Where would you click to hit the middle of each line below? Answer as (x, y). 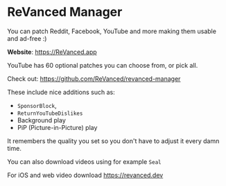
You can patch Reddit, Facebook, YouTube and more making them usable (112, 31)
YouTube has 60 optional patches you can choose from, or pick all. (103, 65)
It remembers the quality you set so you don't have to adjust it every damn (113, 141)
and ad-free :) (27, 38)
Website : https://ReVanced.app (52, 52)
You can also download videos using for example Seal (84, 161)
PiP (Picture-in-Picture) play (57, 127)
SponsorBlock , (37, 105)
